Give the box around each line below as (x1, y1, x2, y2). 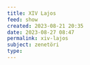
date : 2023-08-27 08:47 (7, 28, 75, 36)
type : (7, 48, 22, 55)
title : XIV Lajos (7, 9, 57, 17)
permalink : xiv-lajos (7, 35, 69, 42)
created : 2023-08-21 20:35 (7, 22, 84, 29)
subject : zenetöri (7, 41, 59, 48)
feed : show (7, 16, 38, 23)
